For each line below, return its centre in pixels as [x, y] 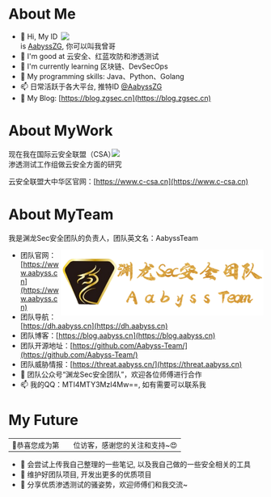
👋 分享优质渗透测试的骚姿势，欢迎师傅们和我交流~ [104, 484]
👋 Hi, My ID [39, 36]
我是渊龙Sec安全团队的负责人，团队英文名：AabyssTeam [103, 238]
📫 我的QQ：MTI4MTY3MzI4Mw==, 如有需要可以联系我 [113, 384]
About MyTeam [61, 215]
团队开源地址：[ [46, 345]
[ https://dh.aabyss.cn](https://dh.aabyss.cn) [94, 326]
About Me [42, 14]
